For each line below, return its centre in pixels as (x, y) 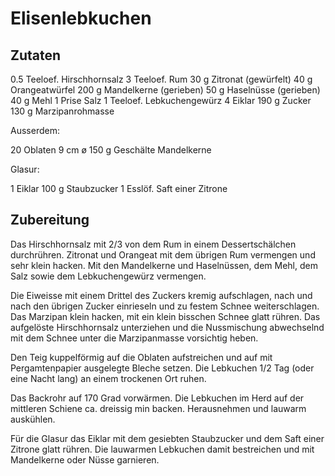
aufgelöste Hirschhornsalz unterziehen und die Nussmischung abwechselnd (167, 327)
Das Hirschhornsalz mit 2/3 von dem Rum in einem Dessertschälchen (153, 244)
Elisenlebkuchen (81, 18)
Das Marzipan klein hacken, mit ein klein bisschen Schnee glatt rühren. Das (165, 316)
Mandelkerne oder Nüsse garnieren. (85, 459)
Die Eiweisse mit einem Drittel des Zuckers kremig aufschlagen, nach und (161, 295)
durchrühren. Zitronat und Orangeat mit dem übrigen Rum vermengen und (163, 254)
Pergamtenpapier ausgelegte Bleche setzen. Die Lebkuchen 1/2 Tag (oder (162, 368)
